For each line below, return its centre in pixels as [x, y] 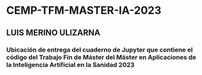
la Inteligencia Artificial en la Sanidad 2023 [70, 65]
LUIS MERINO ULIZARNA [53, 33]
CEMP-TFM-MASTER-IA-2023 [84, 10]
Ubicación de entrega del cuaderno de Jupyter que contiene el [99, 50]
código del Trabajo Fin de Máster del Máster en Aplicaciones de [101, 57]
